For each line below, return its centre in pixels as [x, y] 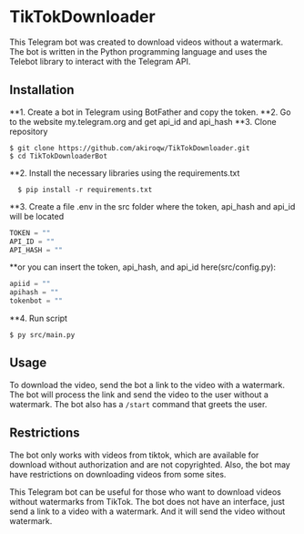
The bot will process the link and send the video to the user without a [139, 395]
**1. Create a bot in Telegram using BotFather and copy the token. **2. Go [150, 112]
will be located [37, 216]
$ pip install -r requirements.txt [85, 190]
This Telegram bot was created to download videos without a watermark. [147, 42]
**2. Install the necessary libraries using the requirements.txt [125, 173]
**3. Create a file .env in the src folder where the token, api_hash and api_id [152, 206]
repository [29, 131]
